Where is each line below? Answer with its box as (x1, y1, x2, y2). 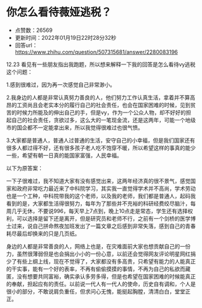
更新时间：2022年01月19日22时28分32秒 (14, 34, 117, 41)
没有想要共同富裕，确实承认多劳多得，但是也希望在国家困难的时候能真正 (16, 273, 196, 280)
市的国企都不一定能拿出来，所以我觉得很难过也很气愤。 (6, 124, 143, 131)
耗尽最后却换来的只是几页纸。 (6, 230, 80, 237)
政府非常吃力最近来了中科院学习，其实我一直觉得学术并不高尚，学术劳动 (16, 185, 196, 192)
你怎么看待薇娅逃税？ (6, 5, 112, 19)
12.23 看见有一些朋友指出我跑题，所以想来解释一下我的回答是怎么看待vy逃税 (6, 61, 196, 68)
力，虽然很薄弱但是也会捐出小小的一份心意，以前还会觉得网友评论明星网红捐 (6, 250, 196, 257)
